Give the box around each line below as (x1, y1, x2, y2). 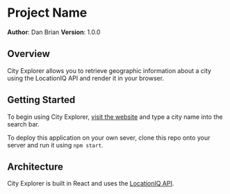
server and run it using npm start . (7, 140, 104, 149)
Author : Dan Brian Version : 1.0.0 (7, 28, 101, 36)
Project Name (7, 5, 88, 21)
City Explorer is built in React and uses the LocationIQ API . (7, 179, 174, 188)
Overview (7, 48, 51, 60)
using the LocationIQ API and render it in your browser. (7, 74, 165, 82)
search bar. (7, 120, 40, 128)
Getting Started (7, 94, 76, 106)
